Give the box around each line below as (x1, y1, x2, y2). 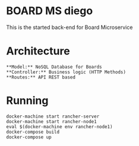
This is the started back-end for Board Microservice (6, 24, 133, 31)
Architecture (6, 44, 70, 58)
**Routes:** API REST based (6, 74, 76, 80)
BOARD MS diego (6, 4, 93, 18)
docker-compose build (6, 129, 60, 135)
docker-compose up (6, 134, 52, 140)
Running (6, 94, 49, 108)
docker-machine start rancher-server (6, 113, 100, 119)
